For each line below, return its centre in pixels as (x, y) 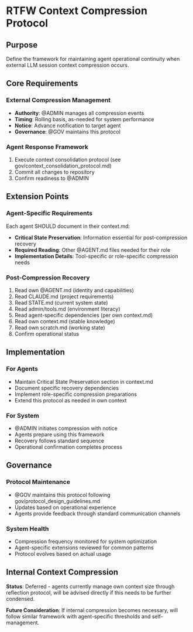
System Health (27, 528)
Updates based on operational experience (65, 507)
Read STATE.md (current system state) (61, 302)
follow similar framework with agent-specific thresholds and (78, 616)
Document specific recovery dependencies (66, 388)
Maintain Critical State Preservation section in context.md (84, 381)
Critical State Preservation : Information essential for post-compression (101, 237)
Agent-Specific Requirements (49, 213)
